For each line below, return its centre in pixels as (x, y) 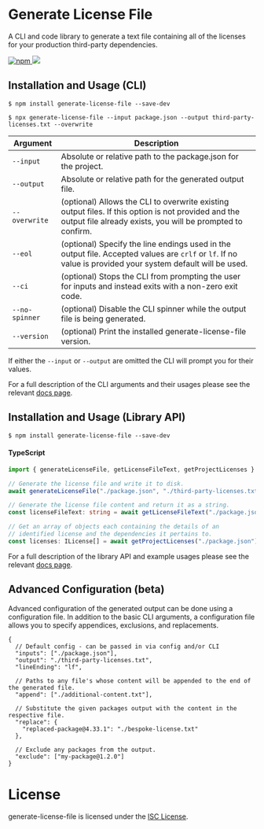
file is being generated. (103, 319)
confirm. (77, 231)
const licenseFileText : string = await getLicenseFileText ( (109, 513)
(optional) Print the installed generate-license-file (154, 331)
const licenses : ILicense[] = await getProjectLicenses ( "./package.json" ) (133, 541)
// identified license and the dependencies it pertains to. (110, 534)
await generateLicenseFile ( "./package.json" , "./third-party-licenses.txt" (135, 491)
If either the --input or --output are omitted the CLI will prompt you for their (131, 360)
